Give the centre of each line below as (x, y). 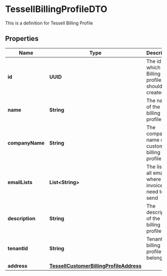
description (22, 218)
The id (154, 61)
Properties (22, 39)
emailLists (20, 182)
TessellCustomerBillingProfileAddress (95, 266)
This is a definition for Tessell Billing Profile (49, 23)
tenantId (18, 248)
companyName (26, 143)
